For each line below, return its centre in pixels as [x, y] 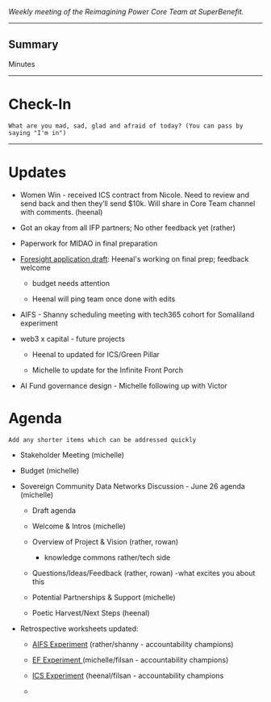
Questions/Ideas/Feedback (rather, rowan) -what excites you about [144, 573]
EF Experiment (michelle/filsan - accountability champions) [130, 660]
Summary [33, 45]
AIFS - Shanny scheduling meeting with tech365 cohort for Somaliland [137, 314]
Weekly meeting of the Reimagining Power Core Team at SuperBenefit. [126, 12]
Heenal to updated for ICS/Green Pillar [96, 354]
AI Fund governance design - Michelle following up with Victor [123, 385]
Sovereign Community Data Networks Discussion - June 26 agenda [133, 486]
